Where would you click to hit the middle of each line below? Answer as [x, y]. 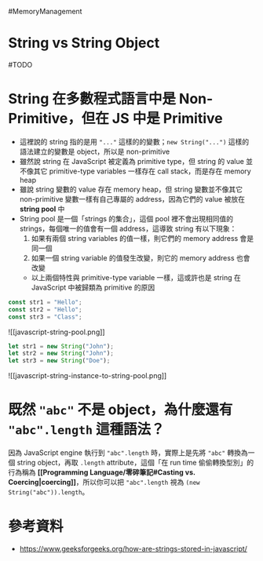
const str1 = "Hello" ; [45, 302]
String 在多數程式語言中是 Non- [111, 99]
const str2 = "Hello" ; [45, 309]
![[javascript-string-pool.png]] [57, 332]
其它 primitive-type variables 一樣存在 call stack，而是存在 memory [142, 171]
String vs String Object [84, 43]
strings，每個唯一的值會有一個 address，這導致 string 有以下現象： [128, 228]
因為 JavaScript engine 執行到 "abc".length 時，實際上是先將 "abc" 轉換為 [128, 453]
